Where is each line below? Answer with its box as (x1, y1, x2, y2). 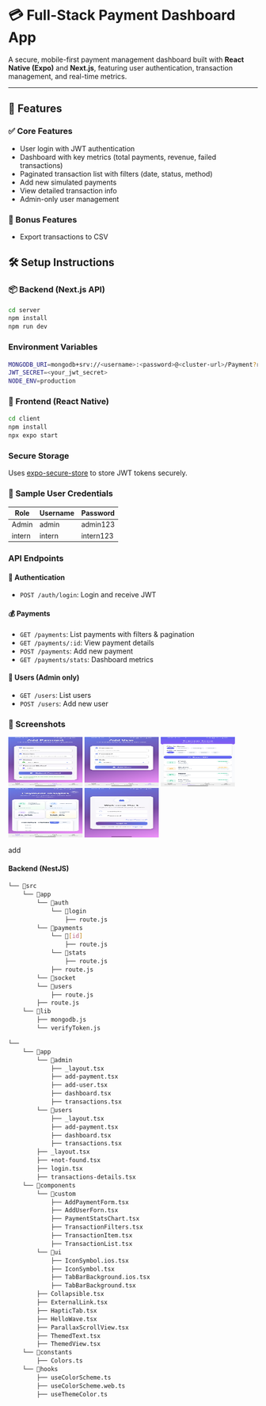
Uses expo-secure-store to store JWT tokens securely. (8, 468, 188, 478)
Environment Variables (8, 341, 98, 352)
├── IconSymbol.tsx (50, 1265, 115, 1273)
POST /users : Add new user (19, 699, 108, 708)
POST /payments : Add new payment (19, 646, 133, 656)
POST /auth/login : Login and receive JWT (19, 590, 157, 600)
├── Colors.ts (36, 1357, 83, 1365)
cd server (8, 306, 41, 314)
